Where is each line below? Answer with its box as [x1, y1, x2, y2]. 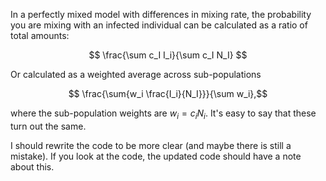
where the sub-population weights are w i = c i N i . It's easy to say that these [10, 107, 317, 121]
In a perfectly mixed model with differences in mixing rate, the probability [10, 9, 312, 20]
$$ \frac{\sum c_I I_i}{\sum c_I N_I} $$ [88, 49, 248, 61]
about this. [10, 160, 55, 173]
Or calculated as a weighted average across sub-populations [10, 69, 262, 80]
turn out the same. [10, 120, 87, 132]
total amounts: [10, 30, 70, 41]
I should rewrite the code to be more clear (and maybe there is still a [10, 139, 292, 151]
